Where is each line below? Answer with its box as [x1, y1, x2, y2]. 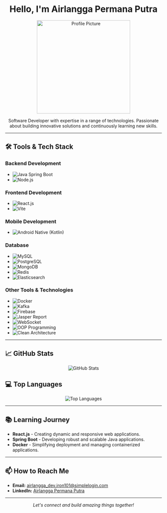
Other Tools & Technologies [5, 287, 74, 294]
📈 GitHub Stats [5, 349, 54, 358]
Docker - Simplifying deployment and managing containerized [12, 442, 140, 448]
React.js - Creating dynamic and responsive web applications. [12, 431, 141, 437]
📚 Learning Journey [5, 415, 70, 424]
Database [5, 242, 29, 249]
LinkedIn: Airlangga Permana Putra [12, 488, 85, 494]
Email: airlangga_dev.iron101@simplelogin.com [12, 483, 108, 489]
